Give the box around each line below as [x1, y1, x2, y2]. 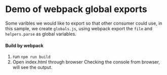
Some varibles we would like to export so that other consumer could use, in [5, 20, 162, 26]
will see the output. [12, 64, 53, 70]
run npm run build [12, 54, 51, 60]
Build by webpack [5, 42, 44, 48]
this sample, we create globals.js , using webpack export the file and [5, 25, 153, 31]
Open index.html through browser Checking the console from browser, [12, 59, 160, 65]
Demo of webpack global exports [5, 4, 148, 15]
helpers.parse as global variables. [5, 31, 77, 37]
